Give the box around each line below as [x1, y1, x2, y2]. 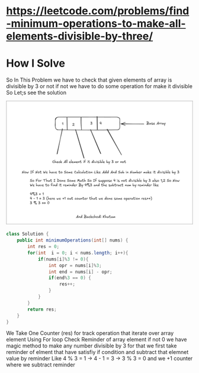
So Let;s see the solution [6, 89, 67, 96]
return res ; [27, 306, 57, 312]
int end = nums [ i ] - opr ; [48, 269, 113, 275]
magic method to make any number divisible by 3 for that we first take [6, 342, 177, 349]
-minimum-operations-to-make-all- [6, 17, 186, 30]
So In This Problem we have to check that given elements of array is [6, 76, 172, 84]
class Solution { [6, 231, 49, 237]
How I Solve [6, 57, 65, 70]
